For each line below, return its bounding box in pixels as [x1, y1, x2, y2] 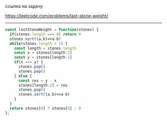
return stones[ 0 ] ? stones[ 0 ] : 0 [9, 106, 81, 111]
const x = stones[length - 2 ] [14, 50, 72, 55]
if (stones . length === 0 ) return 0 [9, 31, 81, 37]
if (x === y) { [14, 60, 43, 65]
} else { [14, 73, 32, 78]
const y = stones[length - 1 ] [14, 55, 72, 60]
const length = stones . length [14, 46, 77, 51]
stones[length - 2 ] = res [18, 83, 68, 88]
